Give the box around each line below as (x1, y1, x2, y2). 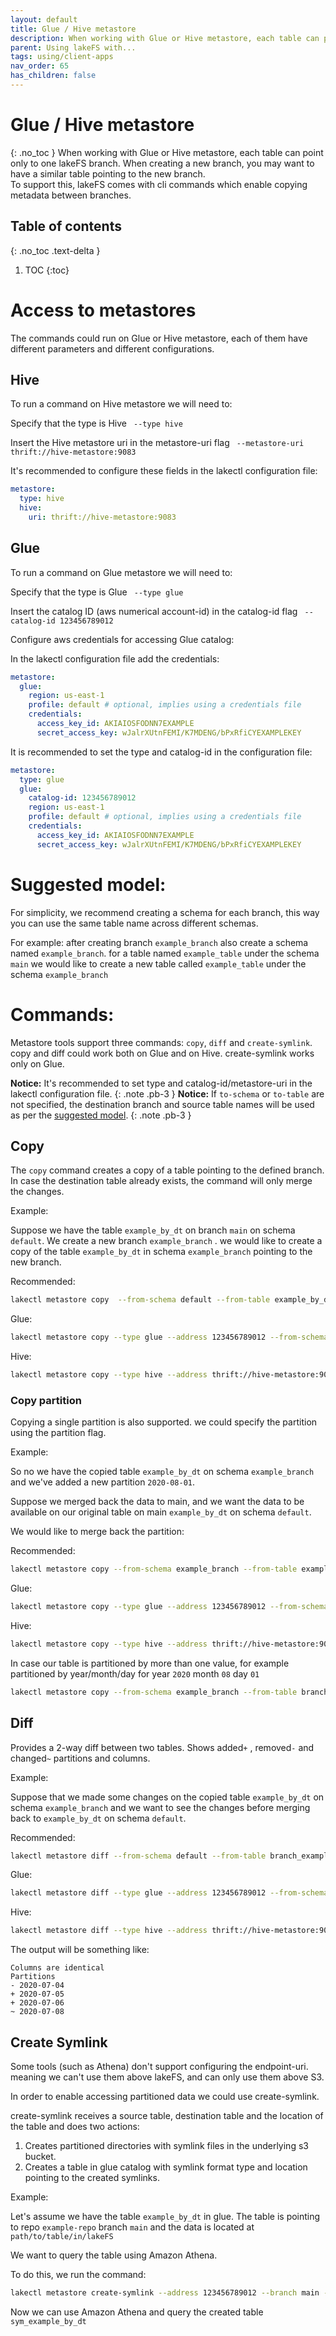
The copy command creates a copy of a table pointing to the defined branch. (10, 1164, 325, 1176)
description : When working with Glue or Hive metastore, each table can (10, 33, 320, 43)
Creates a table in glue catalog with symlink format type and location (24, 2161, 308, 2173)
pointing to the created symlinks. (24, 2172, 160, 2184)
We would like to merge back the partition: (10, 1526, 185, 1538)
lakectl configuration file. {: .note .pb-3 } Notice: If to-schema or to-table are (10, 1087, 325, 1100)
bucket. (24, 2151, 57, 2163)
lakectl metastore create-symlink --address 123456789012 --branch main (10, 2288, 320, 2298)
